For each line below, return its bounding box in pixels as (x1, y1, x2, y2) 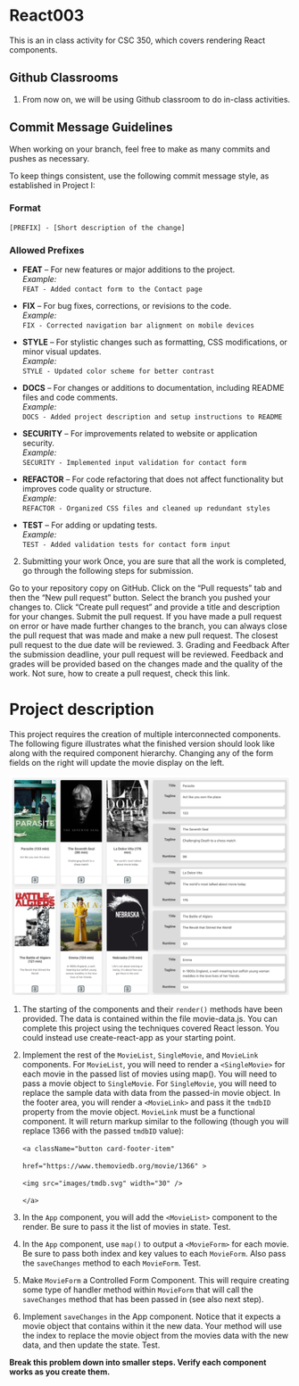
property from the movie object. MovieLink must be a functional (21, 1107, 256, 1117)
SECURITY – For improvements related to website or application (21, 428, 258, 439)
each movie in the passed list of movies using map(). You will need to (21, 1068, 278, 1080)
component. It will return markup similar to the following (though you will (21, 1116, 289, 1127)
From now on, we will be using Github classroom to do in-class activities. (21, 94, 291, 104)
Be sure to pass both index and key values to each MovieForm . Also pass (21, 1249, 287, 1259)
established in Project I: (9, 179, 96, 190)
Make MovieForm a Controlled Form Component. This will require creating (21, 1275, 290, 1286)
